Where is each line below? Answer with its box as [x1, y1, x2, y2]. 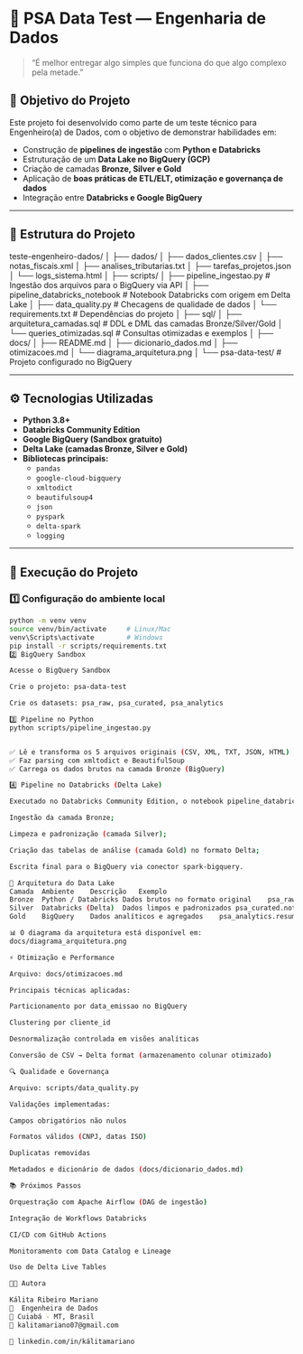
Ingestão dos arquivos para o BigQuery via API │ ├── [9, 279, 209, 290]
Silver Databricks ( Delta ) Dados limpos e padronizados [9, 903, 232, 913]
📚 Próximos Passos [9, 1181, 82, 1191]
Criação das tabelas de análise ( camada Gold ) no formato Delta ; [9, 845, 260, 854]
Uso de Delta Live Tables [9, 1263, 106, 1272]
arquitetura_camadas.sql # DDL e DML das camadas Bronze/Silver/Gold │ [9, 318, 284, 329]
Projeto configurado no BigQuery [9, 356, 133, 367]
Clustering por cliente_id [9, 1018, 111, 1028]
